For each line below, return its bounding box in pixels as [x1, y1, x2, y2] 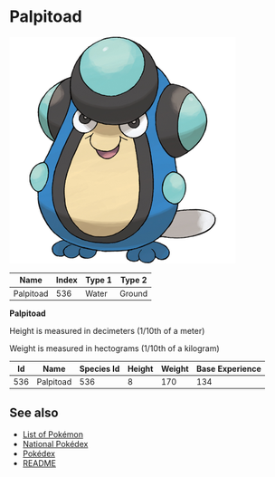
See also [9, 405, 59, 420]
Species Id [79, 363, 120, 374]
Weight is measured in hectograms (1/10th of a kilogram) [9, 343, 220, 354]
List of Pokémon [22, 429, 84, 440]
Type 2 [120, 274, 147, 286]
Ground [119, 288, 148, 299]
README [22, 458, 57, 469]
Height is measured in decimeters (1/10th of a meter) [9, 326, 205, 337]
